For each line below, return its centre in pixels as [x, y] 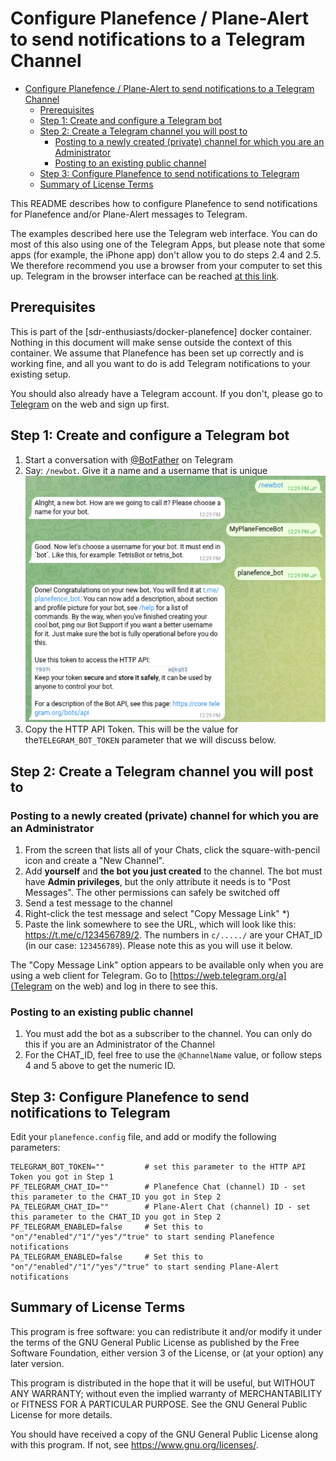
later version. [37, 1363]
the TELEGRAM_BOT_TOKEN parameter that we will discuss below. [150, 740]
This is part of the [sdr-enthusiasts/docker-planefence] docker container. [161, 331]
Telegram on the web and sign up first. [90, 404]
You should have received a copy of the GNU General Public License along [164, 1434]
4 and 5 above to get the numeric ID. [100, 1066]
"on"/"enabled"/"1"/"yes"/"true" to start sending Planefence [142, 1237]
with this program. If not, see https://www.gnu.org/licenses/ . [134, 1444]
